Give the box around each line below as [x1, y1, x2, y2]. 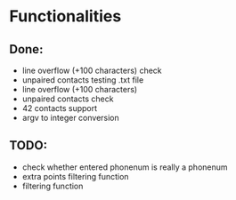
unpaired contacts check [21, 93, 114, 104]
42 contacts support [21, 103, 98, 113]
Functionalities [9, 6, 122, 27]
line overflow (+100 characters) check [21, 65, 162, 76]
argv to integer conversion [21, 113, 120, 123]
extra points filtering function [21, 171, 129, 181]
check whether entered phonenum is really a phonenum [21, 162, 229, 172]
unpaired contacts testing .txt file [21, 75, 144, 85]
